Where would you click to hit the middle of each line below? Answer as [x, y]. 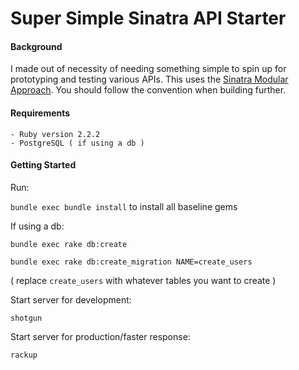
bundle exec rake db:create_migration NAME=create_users [131, 262]
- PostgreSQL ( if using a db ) [77, 143]
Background [36, 46]
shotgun [26, 318]
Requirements [40, 113]
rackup [24, 355]
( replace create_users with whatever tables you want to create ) [143, 280]
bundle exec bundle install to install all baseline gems [124, 206]
